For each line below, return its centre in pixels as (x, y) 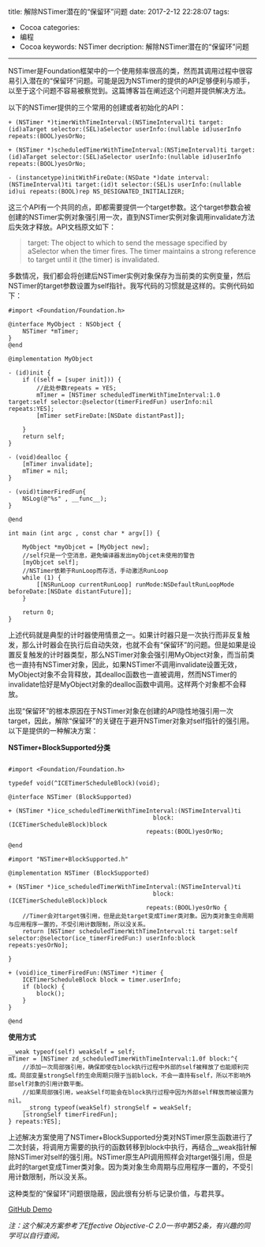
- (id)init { (30, 373)
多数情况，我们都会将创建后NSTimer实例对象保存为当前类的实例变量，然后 (129, 276)
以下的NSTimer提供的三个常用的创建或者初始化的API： (97, 107)
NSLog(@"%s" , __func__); (65, 499)
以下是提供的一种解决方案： (53, 731)
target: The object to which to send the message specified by (127, 243)
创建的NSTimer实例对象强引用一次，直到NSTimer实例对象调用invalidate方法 (132, 217)
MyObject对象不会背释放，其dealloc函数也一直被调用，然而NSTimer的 (123, 674)
